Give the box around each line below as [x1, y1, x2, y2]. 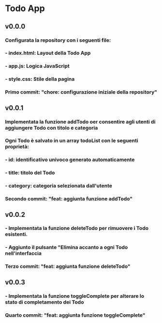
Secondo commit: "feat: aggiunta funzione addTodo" [5, 195, 133, 202]
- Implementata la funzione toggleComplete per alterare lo [5, 292, 145, 299]
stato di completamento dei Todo [5, 299, 84, 306]
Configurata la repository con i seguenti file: [5, 37, 111, 44]
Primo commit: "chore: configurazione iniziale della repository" [5, 89, 158, 96]
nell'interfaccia [5, 250, 42, 257]
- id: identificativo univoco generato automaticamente [5, 156, 135, 163]
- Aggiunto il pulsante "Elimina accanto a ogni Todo [5, 244, 128, 251]
